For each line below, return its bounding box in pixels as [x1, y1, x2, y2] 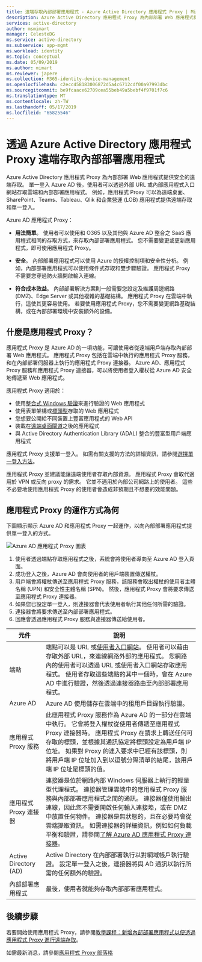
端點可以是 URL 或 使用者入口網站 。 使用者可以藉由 [45, 643, 189, 651]
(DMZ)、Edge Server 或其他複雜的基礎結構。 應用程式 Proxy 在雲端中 [14, 293, 188, 300]
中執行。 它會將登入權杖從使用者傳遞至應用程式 [45, 719, 180, 728]
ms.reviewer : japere [6, 70, 58, 77]
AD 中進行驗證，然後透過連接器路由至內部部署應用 [45, 679, 188, 687]
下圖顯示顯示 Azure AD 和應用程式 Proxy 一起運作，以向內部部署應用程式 [6, 522, 187, 529]
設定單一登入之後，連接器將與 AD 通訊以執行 [59, 860, 186, 868]
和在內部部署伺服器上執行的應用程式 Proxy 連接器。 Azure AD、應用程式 [6, 359, 185, 366]
